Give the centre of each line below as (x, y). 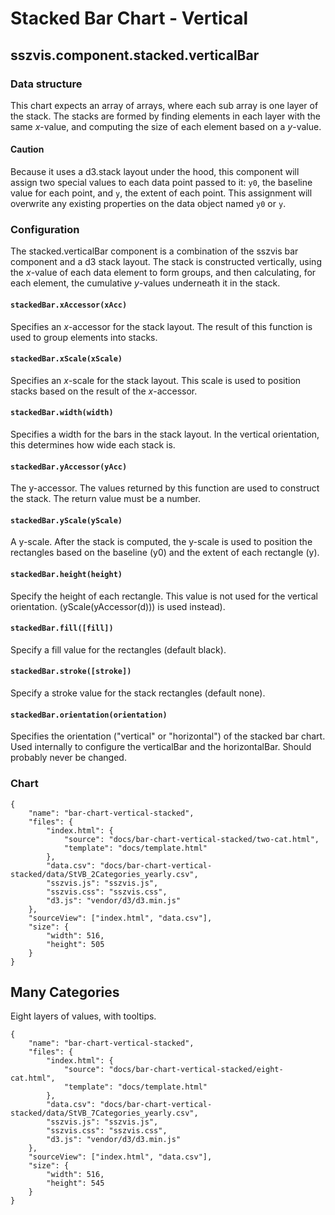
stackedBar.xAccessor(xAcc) (69, 305)
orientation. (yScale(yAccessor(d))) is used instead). (118, 606)
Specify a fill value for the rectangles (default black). (118, 649)
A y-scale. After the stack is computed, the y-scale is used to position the (161, 542)
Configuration (45, 229)
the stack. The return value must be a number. (106, 499)
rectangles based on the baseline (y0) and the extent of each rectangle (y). (165, 553)
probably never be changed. (68, 758)
